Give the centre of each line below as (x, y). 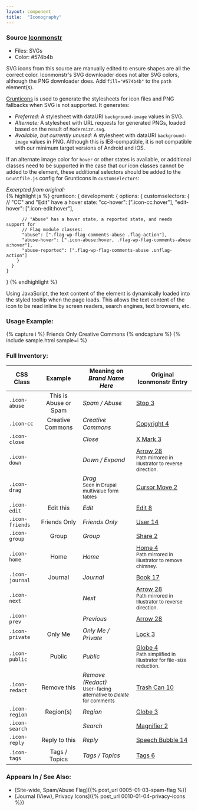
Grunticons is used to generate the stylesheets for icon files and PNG (90, 99)
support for (21, 224)
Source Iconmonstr (34, 38)
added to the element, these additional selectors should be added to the (94, 171)
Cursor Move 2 (157, 487)
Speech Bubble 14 (162, 740)
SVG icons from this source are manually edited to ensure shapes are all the (98, 68)
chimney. (146, 566)
